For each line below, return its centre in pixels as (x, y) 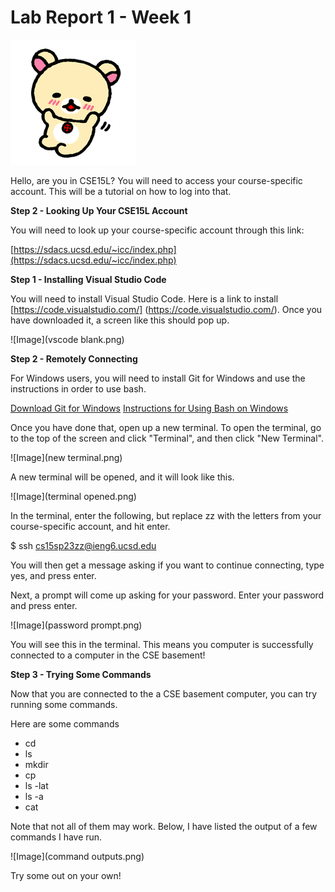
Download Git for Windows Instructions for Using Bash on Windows (149, 408)
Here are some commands (65, 723)
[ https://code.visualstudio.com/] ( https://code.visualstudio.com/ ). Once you (166, 309)
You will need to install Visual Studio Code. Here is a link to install (144, 298)
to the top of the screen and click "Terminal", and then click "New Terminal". (167, 438)
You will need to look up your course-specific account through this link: (157, 230)
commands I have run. (56, 837)
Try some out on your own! (66, 875)
